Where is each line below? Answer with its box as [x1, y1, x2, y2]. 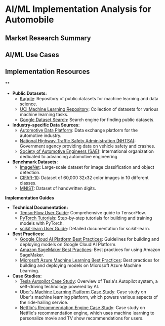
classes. [19, 180, 37, 186]
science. [19, 101, 37, 107]
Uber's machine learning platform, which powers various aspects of [19, 294, 158, 300]
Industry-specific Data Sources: [12, 122, 80, 128]
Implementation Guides [5, 195, 54, 200]
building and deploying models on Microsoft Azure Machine [19, 262, 142, 268]
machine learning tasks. [19, 111, 69, 117]
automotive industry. [19, 132, 62, 138]
